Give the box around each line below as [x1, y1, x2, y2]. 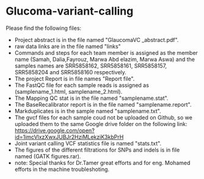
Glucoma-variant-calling [5, 4, 134, 18]
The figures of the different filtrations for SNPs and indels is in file [14, 146, 180, 153]
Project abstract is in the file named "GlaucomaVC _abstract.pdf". [14, 36, 179, 43]
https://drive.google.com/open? [14, 127, 95, 134]
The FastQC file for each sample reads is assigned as [14, 81, 149, 89]
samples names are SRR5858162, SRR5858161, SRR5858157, [14, 62, 167, 69]
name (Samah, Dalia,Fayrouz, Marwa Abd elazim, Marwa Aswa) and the [14, 55, 195, 63]
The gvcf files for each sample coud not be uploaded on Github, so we [14, 114, 193, 121]
